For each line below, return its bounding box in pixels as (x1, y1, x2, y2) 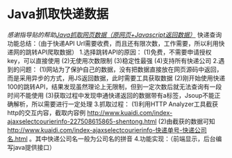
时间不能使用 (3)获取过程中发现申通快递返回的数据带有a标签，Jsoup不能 (7, 91, 215, 99)
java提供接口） (13, 143, 56, 151)
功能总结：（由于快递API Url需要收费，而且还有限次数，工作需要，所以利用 (7, 39, 219, 47)
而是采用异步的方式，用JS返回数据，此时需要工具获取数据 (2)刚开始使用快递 (7, 73, 226, 82)
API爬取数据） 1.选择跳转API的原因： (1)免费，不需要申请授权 (37, 48, 212, 56)
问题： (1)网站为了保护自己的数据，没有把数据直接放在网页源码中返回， (19, 65, 223, 73)
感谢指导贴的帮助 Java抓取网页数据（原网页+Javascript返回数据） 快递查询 (7, 30, 222, 39)
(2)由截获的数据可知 (158, 117, 215, 125)
